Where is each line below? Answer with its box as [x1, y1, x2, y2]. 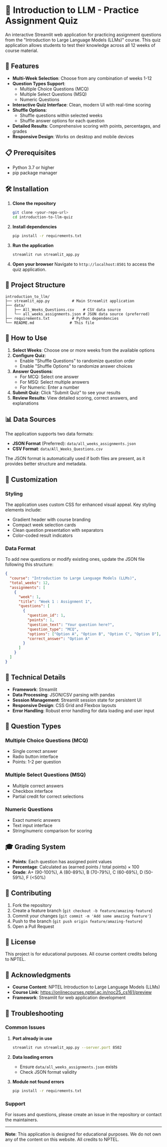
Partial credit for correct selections [12, 793, 84, 799]
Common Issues [5, 1024, 46, 1031]
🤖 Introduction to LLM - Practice [5, 4, 139, 16]
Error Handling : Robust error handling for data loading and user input [12, 707, 155, 713]
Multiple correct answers [12, 783, 64, 789]
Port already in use [12, 1035, 53, 1041]
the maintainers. [5, 1117, 38, 1123]
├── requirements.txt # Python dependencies [5, 316, 119, 321]
